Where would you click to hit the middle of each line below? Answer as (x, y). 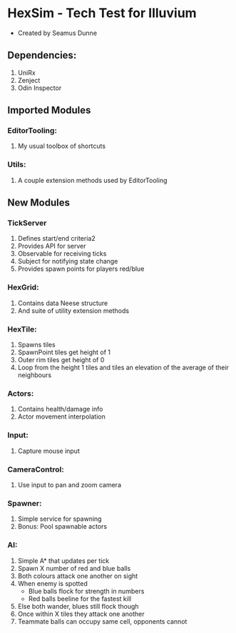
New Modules (39, 203)
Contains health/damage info (60, 409)
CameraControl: (36, 469)
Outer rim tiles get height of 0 (61, 360)
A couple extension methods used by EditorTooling (92, 180)
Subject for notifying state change (68, 261)
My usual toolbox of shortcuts (61, 146)
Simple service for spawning (60, 519)
